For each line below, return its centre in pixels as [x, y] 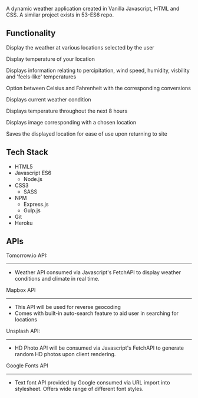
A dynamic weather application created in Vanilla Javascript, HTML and [93, 9]
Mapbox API [21, 290]
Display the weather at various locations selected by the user [80, 47]
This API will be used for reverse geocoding [67, 307]
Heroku [24, 223]
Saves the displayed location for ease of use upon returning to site [87, 134]
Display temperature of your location [51, 59]
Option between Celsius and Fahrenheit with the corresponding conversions [99, 88]
